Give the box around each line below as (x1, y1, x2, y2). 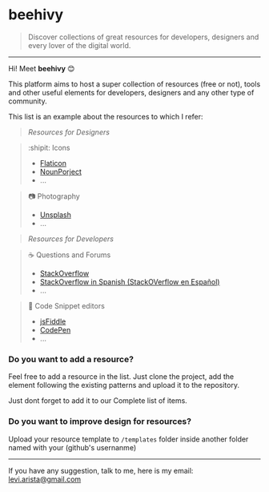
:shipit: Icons (27, 143, 70, 152)
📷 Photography (27, 191, 80, 201)
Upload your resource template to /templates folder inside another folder (8, 434, 249, 444)
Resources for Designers (27, 127, 110, 137)
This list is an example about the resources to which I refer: (8, 111, 203, 121)
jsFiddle (39, 317, 66, 326)
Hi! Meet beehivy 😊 (8, 63, 75, 73)
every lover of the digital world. (27, 40, 131, 50)
